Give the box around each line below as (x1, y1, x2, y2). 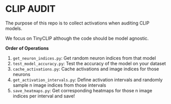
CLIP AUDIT (5, 3, 56, 15)
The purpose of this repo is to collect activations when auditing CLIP (5, 20, 150, 26)
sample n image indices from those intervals (12, 82, 106, 88)
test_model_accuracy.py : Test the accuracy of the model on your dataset (12, 60, 166, 66)
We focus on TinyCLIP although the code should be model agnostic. (5, 35, 149, 41)
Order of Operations (5, 45, 49, 51)
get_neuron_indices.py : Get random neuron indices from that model (12, 55, 156, 61)
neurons (12, 71, 31, 77)
